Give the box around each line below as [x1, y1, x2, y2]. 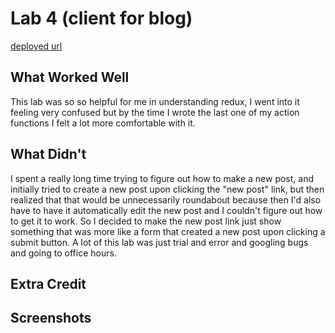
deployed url [10, 40, 63, 52]
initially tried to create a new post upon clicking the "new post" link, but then [10, 183, 325, 195]
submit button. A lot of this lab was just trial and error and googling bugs [10, 236, 309, 248]
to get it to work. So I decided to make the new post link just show [10, 215, 282, 227]
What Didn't [10, 146, 87, 163]
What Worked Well [10, 69, 130, 86]
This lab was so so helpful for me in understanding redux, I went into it [10, 95, 300, 107]
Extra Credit [10, 275, 87, 292]
